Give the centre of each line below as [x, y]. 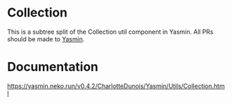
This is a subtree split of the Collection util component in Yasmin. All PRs [110, 32]
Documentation [53, 67]
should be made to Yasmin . [46, 39]
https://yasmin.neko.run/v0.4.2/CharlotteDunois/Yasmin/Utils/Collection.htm [116, 86]
